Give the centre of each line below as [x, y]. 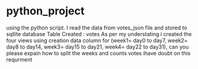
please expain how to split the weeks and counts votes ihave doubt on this [98, 53]
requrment [19, 59]
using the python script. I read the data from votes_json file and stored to [97, 28]
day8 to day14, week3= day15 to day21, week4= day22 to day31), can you [97, 47]
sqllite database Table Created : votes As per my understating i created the [99, 34]
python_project [45, 11]
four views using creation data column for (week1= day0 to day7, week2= [97, 40]
